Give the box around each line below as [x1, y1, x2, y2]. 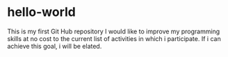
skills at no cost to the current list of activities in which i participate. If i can [7, 34, 221, 42]
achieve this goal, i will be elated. [7, 42, 102, 50]
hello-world [7, 4, 76, 20]
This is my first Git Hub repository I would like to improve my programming [7, 27, 220, 35]
